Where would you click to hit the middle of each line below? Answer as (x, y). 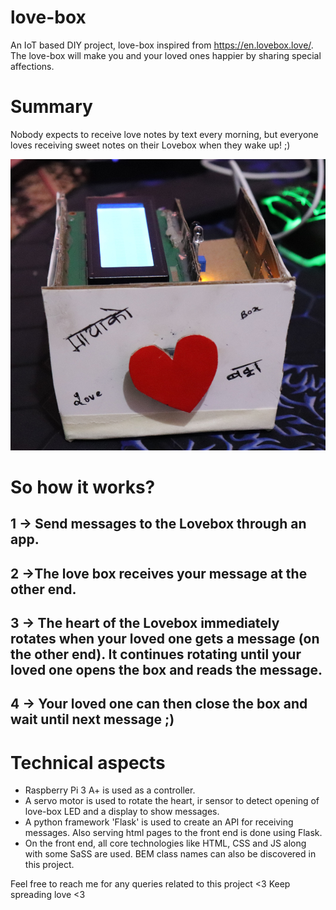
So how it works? (83, 487)
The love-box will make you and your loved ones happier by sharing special (166, 55)
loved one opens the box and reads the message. (166, 669)
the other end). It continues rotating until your (156, 654)
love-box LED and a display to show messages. (122, 812)
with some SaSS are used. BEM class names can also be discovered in (170, 854)
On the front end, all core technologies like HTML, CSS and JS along (165, 843)
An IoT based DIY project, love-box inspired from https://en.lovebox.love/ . (162, 45)
